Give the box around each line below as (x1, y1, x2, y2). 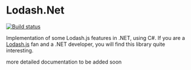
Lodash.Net (6, 4, 65, 17)
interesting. (6, 46, 34, 54)
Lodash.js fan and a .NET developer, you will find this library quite (6, 41, 166, 48)
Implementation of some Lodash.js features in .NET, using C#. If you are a (6, 34, 186, 41)
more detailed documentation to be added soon (6, 58, 122, 65)
